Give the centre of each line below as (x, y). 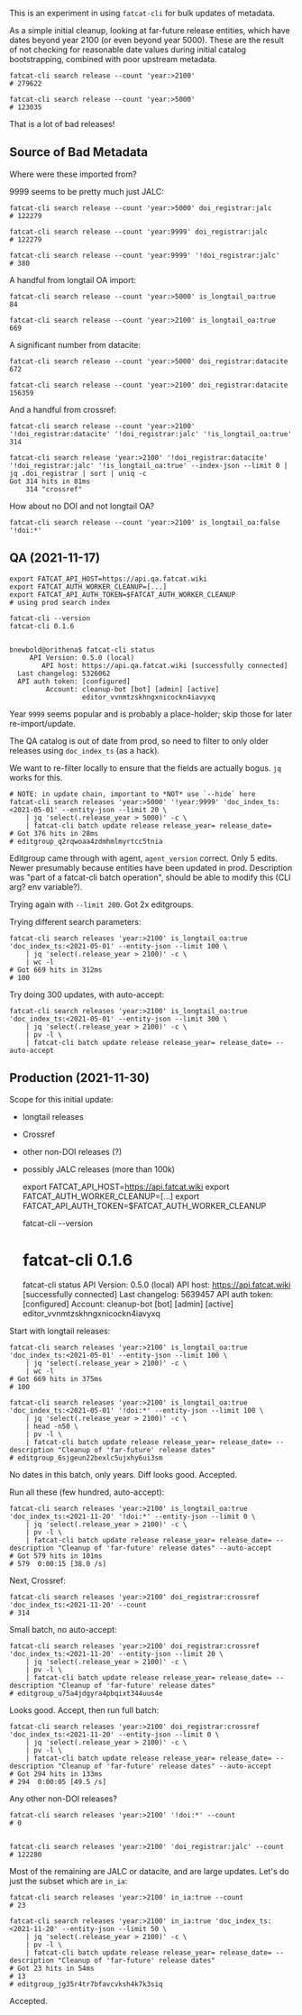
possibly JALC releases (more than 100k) (99, 1169)
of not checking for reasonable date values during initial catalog (128, 50)
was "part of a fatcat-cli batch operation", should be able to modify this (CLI (150, 877)
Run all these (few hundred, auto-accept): (87, 1492)
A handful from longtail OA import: (73, 279)
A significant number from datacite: (75, 344)
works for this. (36, 777)
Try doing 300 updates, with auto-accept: (87, 994)
